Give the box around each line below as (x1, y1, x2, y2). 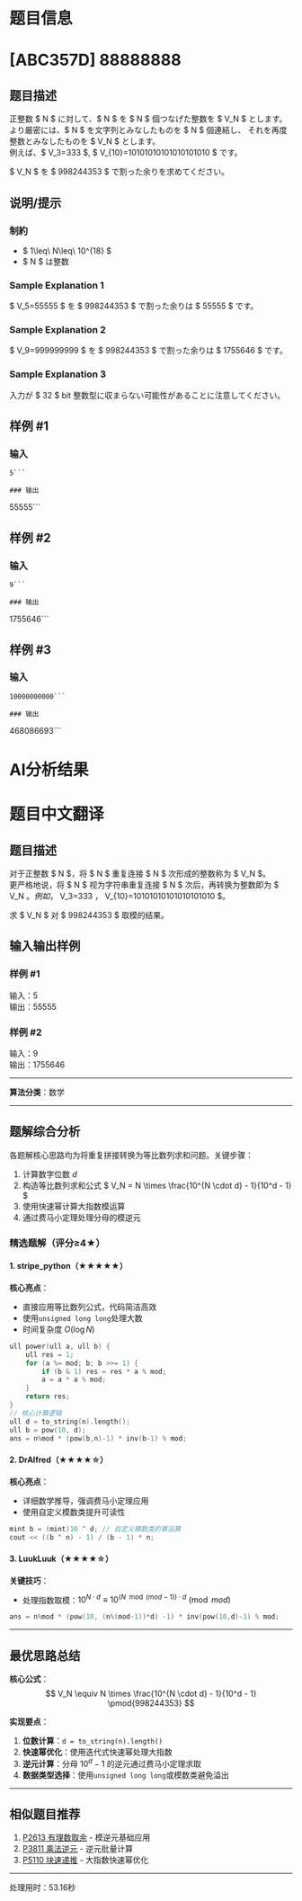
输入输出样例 (9, 939, 81, 954)
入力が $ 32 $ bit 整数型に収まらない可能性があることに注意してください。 (9, 389, 286, 400)
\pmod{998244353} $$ (107, 1697, 195, 1709)
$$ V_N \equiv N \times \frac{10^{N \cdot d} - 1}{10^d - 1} (45, 1688, 257, 1699)
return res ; (25, 1392, 70, 1401)
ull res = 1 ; (25, 1350, 75, 1359)
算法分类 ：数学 (9, 1087, 65, 1097)
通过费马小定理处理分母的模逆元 (22, 1211, 141, 1223)
